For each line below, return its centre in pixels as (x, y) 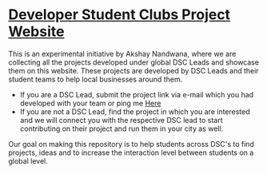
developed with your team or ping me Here (90, 103)
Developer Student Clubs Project (119, 15)
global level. (28, 160)
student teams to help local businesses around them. (96, 79)
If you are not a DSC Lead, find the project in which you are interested (135, 111)
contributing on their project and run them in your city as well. (122, 129)
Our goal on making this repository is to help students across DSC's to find (131, 144)
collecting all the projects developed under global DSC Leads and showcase (134, 62)
